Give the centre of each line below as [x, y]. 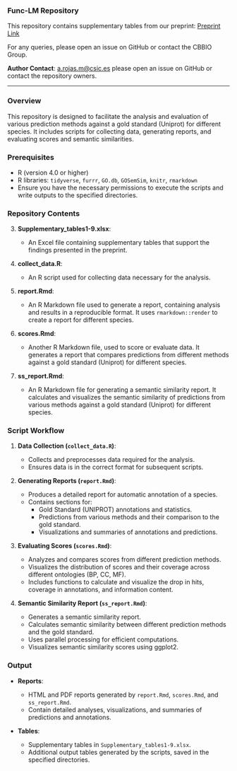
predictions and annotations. [69, 717]
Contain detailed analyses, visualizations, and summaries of [115, 709]
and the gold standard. [61, 632]
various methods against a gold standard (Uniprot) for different [120, 405]
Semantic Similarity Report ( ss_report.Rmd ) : [82, 603]
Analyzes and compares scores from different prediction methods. [124, 560]
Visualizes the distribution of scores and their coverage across [119, 567]
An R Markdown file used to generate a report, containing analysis [124, 305]
